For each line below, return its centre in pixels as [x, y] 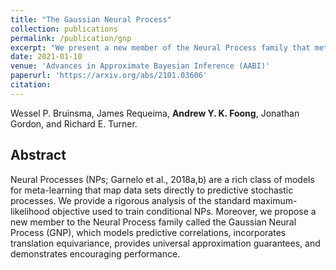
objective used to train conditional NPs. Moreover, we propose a [184, 211]
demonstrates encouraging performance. [95, 253]
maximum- [275, 200]
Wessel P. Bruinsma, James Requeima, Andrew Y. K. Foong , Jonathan [155, 113]
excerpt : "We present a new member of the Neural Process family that [160, 47]
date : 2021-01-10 [46, 57]
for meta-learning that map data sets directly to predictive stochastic [152, 190]
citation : [31, 85]
